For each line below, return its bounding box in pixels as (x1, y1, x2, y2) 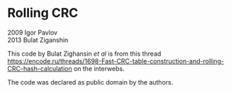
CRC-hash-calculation (7, 64, 72, 73)
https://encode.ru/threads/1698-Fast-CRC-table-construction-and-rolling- (7, 56, 225, 65)
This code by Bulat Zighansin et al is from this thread (7, 49, 162, 58)
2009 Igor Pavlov (7, 28, 58, 37)
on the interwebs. (73, 64, 125, 73)
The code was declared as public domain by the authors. (7, 77, 174, 86)
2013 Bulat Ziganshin (7, 35, 69, 44)
